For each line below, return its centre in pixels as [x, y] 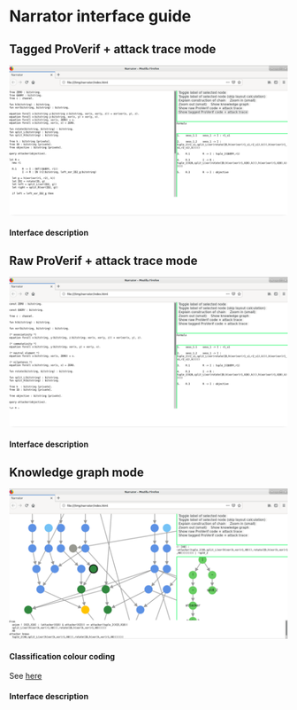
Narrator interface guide [100, 16]
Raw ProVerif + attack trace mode [103, 260]
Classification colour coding [62, 656]
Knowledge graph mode [76, 472]
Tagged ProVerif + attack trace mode [113, 49]
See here [26, 676]
